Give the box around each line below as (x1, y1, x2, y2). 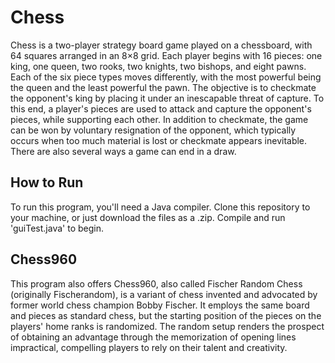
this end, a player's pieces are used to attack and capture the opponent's (10, 102, 312, 115)
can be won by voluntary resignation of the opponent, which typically (10, 124, 297, 136)
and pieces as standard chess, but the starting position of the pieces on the (10, 309, 322, 321)
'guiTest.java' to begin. (10, 222, 104, 234)
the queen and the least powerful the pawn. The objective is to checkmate (10, 81, 317, 93)
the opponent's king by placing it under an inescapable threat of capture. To (10, 92, 325, 104)
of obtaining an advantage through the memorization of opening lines (10, 331, 297, 343)
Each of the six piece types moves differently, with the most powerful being (10, 71, 322, 83)
